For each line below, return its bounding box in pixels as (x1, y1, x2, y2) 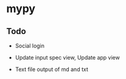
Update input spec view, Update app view (15, 54, 120, 61)
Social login (15, 42, 44, 49)
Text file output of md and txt (15, 66, 88, 73)
